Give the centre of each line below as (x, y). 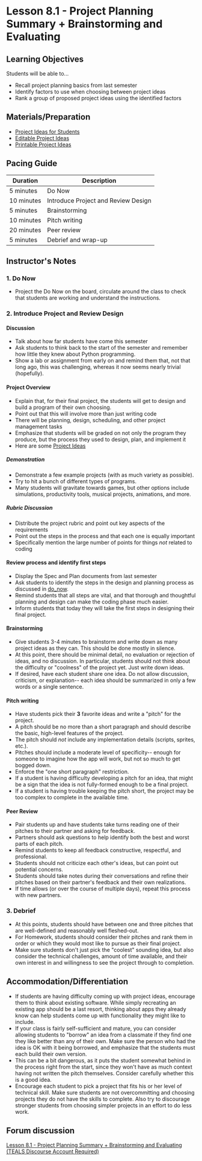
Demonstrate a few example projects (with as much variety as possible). (104, 475)
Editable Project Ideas (42, 138)
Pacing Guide (32, 163)
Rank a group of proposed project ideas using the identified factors (98, 98)
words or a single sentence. (49, 686)
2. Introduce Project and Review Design (65, 314)
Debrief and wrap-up (78, 240)
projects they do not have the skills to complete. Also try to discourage (103, 1099)
